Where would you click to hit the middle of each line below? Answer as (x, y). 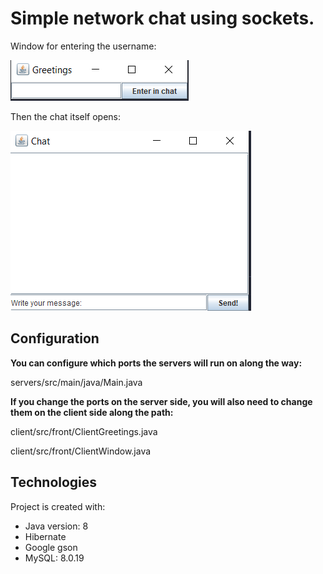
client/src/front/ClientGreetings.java (84, 431)
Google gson (51, 547)
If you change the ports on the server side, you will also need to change (161, 401)
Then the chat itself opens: (66, 116)
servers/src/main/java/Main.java (76, 382)
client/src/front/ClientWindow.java (81, 451)
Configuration (55, 338)
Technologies (54, 482)
